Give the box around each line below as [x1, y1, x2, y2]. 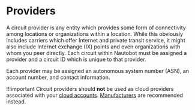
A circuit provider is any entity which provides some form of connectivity [6, 24, 186, 31]
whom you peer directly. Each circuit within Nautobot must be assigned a [6, 49, 187, 56]
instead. [6, 97, 26, 105]
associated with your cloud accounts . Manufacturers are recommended [6, 91, 184, 99]
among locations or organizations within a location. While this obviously [6, 30, 184, 37]
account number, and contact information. [6, 74, 110, 81]
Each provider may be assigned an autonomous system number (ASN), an [6, 67, 190, 74]
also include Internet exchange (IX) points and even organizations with [6, 43, 181, 50]
